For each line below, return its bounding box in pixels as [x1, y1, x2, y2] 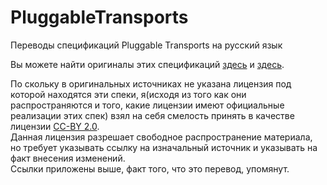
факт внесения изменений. [10, 152, 126, 164]
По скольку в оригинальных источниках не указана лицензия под [10, 77, 292, 90]
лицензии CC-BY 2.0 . [10, 120, 100, 132]
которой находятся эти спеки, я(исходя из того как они [10, 88, 247, 100]
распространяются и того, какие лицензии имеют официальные [10, 99, 285, 111]
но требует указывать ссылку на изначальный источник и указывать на [10, 141, 318, 153]
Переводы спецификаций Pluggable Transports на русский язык [10, 39, 283, 51]
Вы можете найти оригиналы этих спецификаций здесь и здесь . [10, 58, 285, 70]
